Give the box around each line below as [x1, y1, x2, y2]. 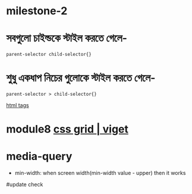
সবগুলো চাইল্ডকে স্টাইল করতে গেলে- [6, 32, 128, 45]
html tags [6, 102, 29, 109]
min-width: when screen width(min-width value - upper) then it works [14, 170, 186, 177]
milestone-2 [6, 4, 68, 18]
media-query [6, 150, 73, 163]
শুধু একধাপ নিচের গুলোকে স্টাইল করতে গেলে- [6, 71, 156, 85]
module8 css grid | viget [6, 123, 129, 136]
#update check [6, 181, 43, 188]
